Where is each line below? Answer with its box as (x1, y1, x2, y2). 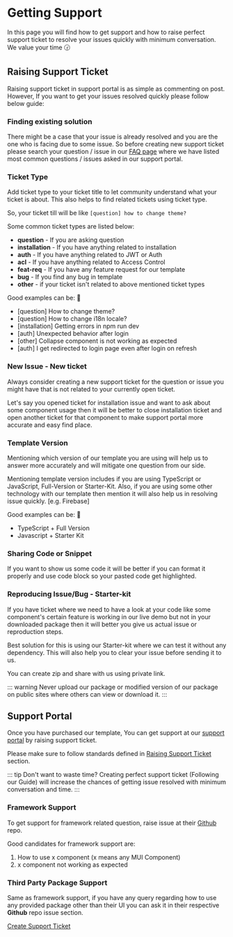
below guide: (7, 99, 45, 107)
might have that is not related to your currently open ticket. (7, 385, 176, 393)
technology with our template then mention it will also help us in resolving (7, 489, 218, 497)
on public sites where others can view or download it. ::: (7, 690, 168, 698)
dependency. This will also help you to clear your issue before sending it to (7, 648, 222, 656)
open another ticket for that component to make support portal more (7, 413, 204, 421)
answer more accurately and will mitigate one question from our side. (7, 461, 206, 470)
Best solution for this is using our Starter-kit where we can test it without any (7, 641, 227, 649)
